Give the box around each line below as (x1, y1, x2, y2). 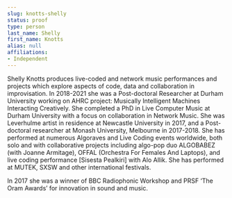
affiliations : (7, 49, 49, 56)
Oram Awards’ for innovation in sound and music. (7, 183, 148, 192)
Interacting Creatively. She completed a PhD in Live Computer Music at (7, 104, 210, 112)
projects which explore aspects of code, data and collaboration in (7, 81, 194, 90)
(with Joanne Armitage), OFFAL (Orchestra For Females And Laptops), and (7, 148, 221, 156)
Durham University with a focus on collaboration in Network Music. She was (7, 111, 225, 119)
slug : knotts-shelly (7, 10, 67, 17)
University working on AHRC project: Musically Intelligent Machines (7, 97, 201, 105)
